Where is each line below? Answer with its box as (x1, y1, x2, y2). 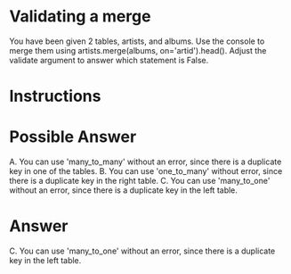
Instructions (9, 87, 101, 106)
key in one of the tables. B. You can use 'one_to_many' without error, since (9, 166, 283, 177)
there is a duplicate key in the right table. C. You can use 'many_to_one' (9, 176, 271, 187)
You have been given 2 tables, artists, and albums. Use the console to (9, 36, 265, 46)
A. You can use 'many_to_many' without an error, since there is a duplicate (9, 156, 282, 167)
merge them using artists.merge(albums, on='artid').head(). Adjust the (9, 45, 267, 55)
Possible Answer (9, 127, 137, 147)
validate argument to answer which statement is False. (9, 54, 209, 65)
